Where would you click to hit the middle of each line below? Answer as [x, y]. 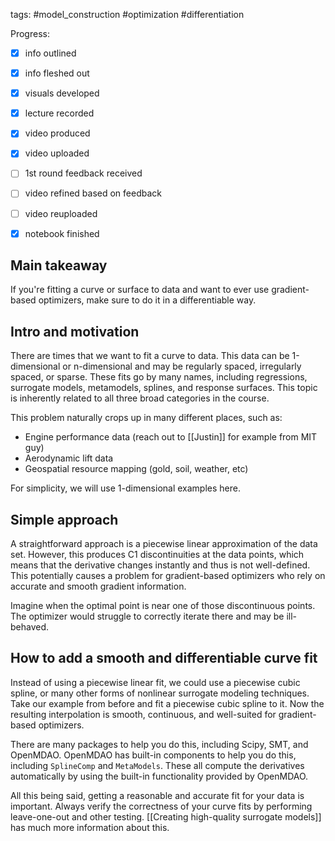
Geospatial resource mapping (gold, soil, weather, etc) [136, 469]
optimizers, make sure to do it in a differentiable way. [147, 300]
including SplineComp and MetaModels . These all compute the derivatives [157, 765]
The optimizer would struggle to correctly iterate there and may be [147, 616]
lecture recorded [59, 113]
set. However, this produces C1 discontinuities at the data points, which [157, 555]
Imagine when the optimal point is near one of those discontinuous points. [163, 606]
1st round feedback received [83, 173]
